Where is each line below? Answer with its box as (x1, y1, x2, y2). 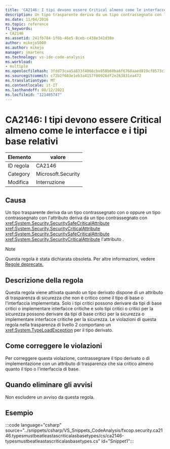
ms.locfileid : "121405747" (5, 92, 62, 97)
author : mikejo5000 (5, 40, 47, 46)
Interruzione (36, 179, 65, 186)
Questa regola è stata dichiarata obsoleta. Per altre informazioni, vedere (5, 256, 155, 262)
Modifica (8, 179, 29, 186)
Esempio (5, 409, 33, 417)
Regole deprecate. (5, 261, 44, 267)
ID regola (8, 162, 29, 170)
